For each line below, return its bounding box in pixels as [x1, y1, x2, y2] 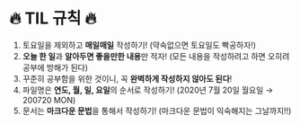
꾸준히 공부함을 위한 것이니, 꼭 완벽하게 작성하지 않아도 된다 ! [22, 73, 233, 84]
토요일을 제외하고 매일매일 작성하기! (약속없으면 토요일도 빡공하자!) [22, 40, 257, 50]
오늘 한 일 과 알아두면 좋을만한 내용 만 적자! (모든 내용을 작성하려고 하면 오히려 [22, 50, 290, 61]
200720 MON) [22, 94, 76, 105]
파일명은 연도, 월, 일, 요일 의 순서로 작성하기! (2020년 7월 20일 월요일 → [22, 84, 274, 95]
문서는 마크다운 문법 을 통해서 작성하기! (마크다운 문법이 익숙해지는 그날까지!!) [22, 105, 292, 116]
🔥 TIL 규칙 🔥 [9, 8, 97, 29]
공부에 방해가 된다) [22, 62, 88, 73]
